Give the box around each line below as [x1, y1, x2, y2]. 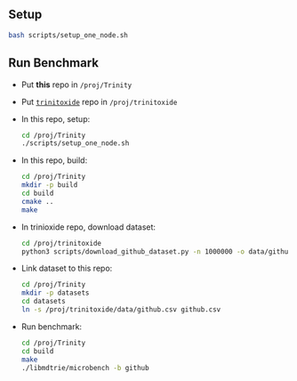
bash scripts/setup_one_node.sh [8, 30, 128, 39]
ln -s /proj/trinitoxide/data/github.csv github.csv [20, 305, 221, 314]
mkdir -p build [20, 181, 78, 190]
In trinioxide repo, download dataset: [20, 222, 157, 232]
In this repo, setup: [20, 113, 91, 124]
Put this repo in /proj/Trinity [20, 79, 132, 90]
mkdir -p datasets [20, 288, 90, 297]
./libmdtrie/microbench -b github [20, 363, 149, 372]
